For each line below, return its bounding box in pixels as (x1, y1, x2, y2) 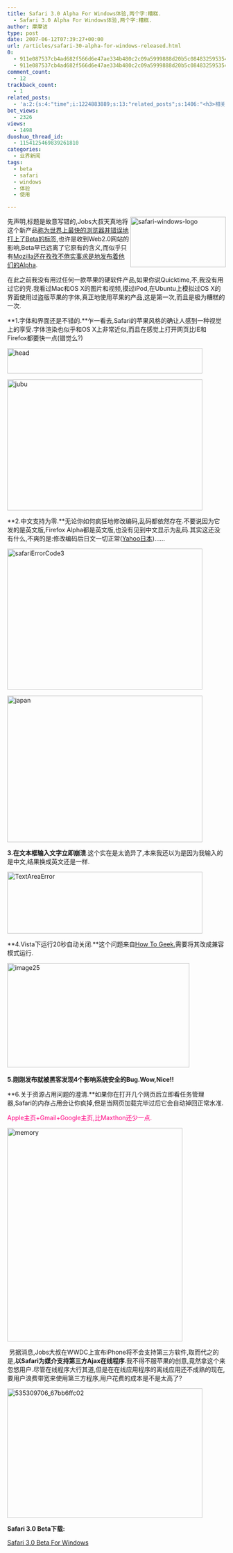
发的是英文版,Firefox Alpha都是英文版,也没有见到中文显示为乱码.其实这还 (7, 526, 215, 534)
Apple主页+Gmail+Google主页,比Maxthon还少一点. (7, 1114, 153, 1122)
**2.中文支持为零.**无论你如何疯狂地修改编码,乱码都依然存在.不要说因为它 (7, 517, 221, 525)
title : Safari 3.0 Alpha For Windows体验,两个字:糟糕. (7, 10, 162, 17)
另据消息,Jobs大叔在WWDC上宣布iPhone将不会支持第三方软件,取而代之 (8, 1348, 214, 1357)
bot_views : (7, 107, 39, 114)
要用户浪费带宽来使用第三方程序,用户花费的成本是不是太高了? (7, 1374, 182, 1383)
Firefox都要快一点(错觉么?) (7, 334, 83, 342)
